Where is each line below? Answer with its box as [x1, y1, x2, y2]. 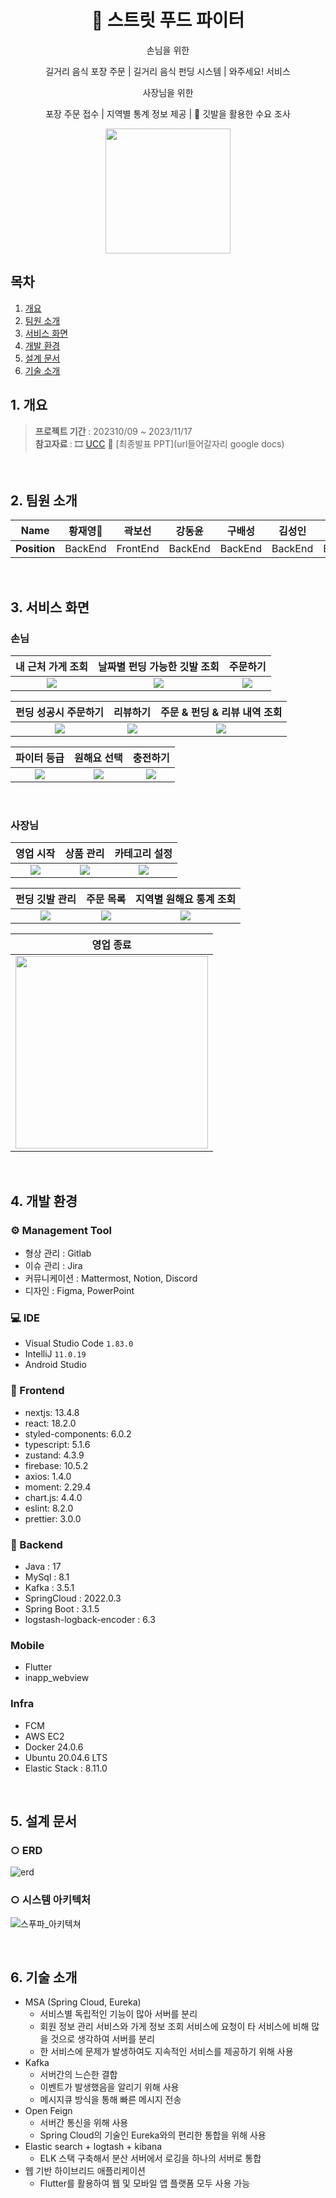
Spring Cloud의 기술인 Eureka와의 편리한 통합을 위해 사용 [39, 2129, 267, 2141]
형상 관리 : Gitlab [24, 1247, 92, 1260]
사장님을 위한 [142, 86, 194, 98]
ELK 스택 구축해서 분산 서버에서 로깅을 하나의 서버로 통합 [39, 2152, 262, 2165]
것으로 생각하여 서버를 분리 [50, 2033, 155, 2045]
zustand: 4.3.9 [24, 1449, 85, 1461]
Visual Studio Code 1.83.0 [24, 1337, 134, 1350]
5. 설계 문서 [10, 1812, 78, 1830]
